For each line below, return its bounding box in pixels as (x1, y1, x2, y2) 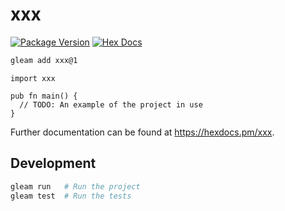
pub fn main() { (10, 91, 78, 101)
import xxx (10, 73, 56, 83)
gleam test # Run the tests (10, 191, 132, 201)
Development (10, 155, 97, 172)
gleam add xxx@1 (10, 55, 78, 65)
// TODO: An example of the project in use (19, 99, 203, 110)
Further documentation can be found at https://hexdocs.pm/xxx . (10, 126, 275, 138)
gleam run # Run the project (10, 181, 141, 192)
